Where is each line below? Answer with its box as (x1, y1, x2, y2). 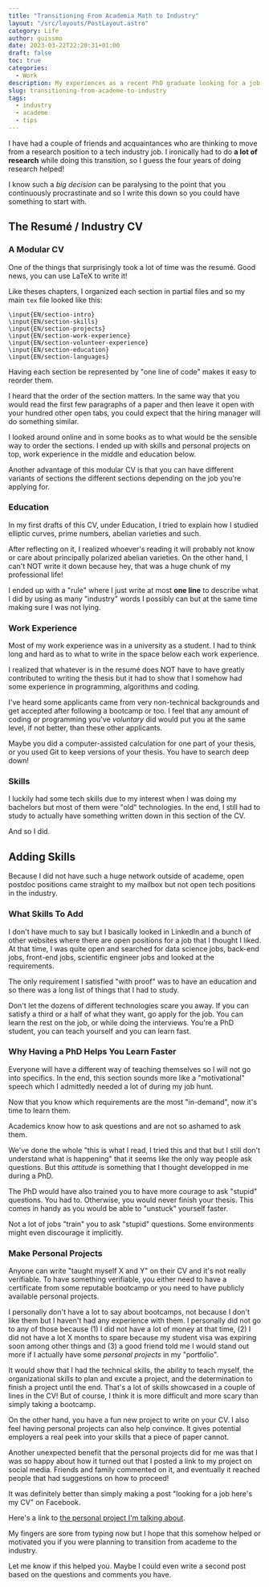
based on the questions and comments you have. (8, 1570, 172, 1580)
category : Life (8, 27, 59, 35)
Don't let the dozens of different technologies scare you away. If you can (8, 1000, 249, 1010)
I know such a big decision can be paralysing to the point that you (8, 179, 226, 189)
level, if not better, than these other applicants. (8, 723, 163, 733)
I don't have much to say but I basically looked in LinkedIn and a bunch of (8, 926, 251, 936)
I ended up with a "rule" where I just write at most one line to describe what (8, 585, 259, 595)
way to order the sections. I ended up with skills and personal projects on (8, 440, 251, 450)
